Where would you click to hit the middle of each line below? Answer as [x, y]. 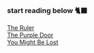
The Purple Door [30, 35]
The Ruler [21, 28]
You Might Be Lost [33, 42]
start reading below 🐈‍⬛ [47, 10]
